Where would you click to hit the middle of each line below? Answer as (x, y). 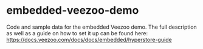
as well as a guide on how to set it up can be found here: (77, 33)
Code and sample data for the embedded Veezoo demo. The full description (102, 27)
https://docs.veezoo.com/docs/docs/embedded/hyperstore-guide (89, 39)
